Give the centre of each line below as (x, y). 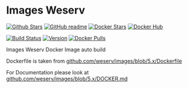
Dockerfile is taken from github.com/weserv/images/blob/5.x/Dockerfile (94, 61)
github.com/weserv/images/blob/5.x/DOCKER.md (67, 79)
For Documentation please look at (48, 72)
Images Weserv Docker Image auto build (56, 49)
